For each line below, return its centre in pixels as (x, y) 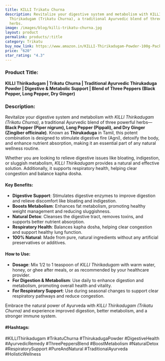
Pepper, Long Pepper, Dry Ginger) (40, 93)
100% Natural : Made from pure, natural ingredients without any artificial (85, 237)
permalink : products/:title (34, 37)
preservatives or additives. (39, 243)
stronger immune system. (31, 316)
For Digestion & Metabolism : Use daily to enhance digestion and (78, 280)
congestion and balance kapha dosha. (44, 173)
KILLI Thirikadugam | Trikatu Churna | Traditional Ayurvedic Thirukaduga (81, 83)
